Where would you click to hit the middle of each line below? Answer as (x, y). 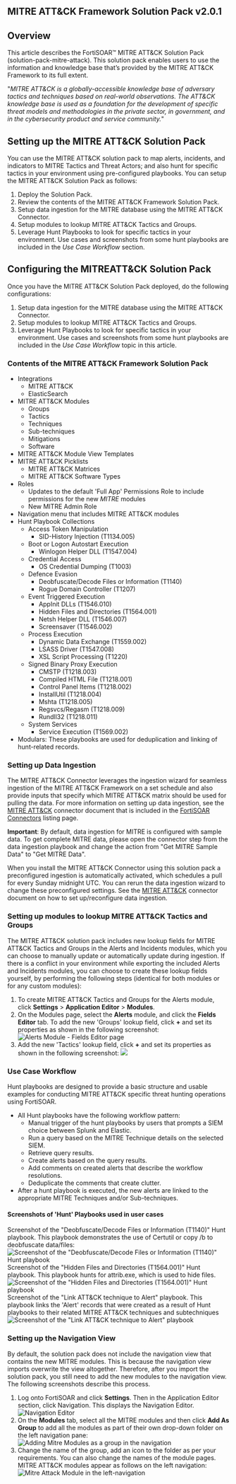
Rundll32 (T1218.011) (68, 717)
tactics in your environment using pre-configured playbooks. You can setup (117, 173)
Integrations (35, 379)
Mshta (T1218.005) (66, 702)
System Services (52, 725)
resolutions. (45, 1176)
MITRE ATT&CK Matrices (64, 469)
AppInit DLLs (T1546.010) (75, 604)
